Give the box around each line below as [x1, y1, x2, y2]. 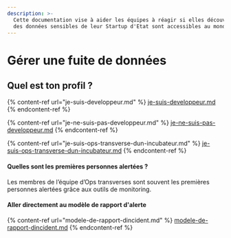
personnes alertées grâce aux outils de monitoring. [7, 185, 152, 193]
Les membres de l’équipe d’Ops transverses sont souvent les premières [7, 177, 210, 186]
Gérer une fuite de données [7, 52, 167, 68]
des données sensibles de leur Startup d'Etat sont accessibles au [13, 23, 211, 30]
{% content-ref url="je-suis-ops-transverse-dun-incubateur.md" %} [7, 139, 201, 148]
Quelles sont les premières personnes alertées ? [7, 162, 148, 171]
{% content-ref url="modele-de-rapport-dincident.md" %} [7, 216, 173, 224]
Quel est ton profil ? [7, 80, 93, 91]
